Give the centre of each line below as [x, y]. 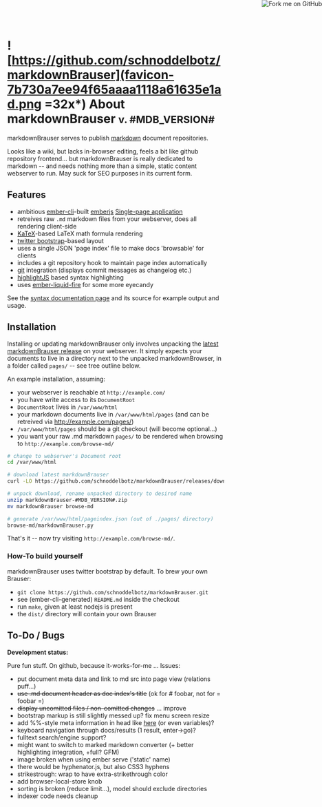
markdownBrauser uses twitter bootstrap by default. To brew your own [107, 571]
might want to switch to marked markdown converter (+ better [105, 744]
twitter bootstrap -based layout [61, 240]
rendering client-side [47, 226]
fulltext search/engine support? [62, 737]
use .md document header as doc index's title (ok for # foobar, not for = [119, 693]
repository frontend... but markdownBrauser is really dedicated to [100, 158]
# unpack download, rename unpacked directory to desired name [100, 494]
